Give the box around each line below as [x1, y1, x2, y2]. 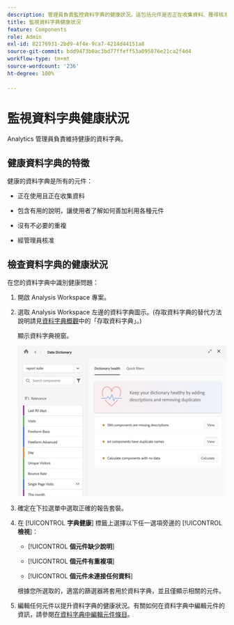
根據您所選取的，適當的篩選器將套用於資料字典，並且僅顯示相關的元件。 [17, 586, 225, 595]
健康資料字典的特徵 [7, 157, 90, 169]
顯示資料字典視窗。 [17, 332, 73, 340]
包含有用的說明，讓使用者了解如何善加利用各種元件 [17, 206, 164, 215]
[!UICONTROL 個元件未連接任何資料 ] [27, 571, 134, 580]
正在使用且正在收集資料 [17, 192, 85, 200]
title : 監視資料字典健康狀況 [7, 18, 81, 26]
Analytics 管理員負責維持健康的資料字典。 [7, 134, 127, 143]
